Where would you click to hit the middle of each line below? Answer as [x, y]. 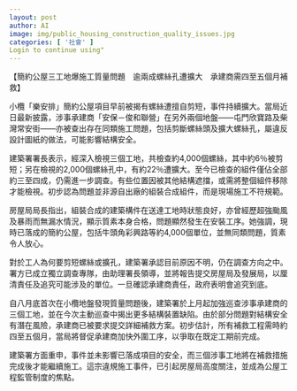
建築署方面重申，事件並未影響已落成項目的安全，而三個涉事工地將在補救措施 [148, 356]
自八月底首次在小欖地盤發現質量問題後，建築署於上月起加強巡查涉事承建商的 [148, 303]
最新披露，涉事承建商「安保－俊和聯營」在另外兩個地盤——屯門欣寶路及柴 [152, 118]
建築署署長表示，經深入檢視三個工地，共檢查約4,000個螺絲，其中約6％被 [142, 158]
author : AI [29, 26]
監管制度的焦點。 [48, 378]
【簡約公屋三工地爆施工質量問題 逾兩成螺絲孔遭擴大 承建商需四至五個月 [145, 77]
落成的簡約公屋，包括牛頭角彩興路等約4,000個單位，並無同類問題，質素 [155, 233]
